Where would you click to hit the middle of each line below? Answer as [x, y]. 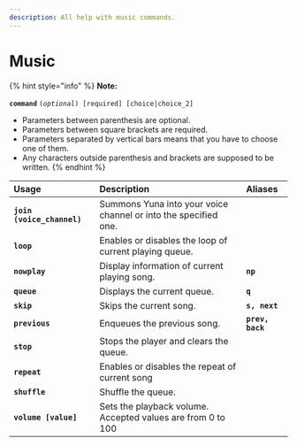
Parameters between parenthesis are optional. [106, 119]
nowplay [30, 271]
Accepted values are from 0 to [162, 417]
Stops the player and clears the [164, 341]
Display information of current [161, 265]
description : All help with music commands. [92, 17]
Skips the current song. [148, 305]
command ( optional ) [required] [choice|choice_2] [102, 104]
